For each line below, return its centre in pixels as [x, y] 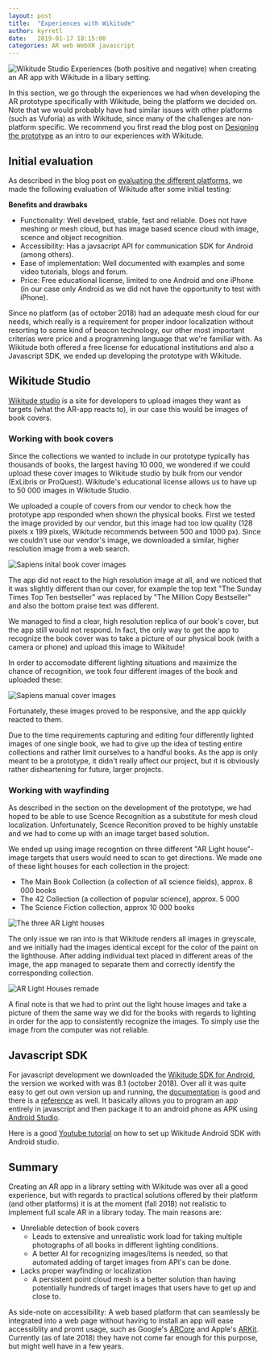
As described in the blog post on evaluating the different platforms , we [126, 180]
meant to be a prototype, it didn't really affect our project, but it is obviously [134, 761]
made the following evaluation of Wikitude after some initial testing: [120, 189]
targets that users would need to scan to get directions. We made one [147, 858]
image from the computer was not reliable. [79, 1030]
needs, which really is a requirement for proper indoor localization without [131, 321]
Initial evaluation [51, 161]
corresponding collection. [51, 973]
